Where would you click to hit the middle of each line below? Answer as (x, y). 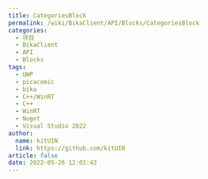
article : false (33, 155)
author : (21, 133)
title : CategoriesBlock (47, 15)
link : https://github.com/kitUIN (70, 148)
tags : (17, 67)
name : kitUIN (37, 141)
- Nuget (28, 119)
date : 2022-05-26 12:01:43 (53, 163)
